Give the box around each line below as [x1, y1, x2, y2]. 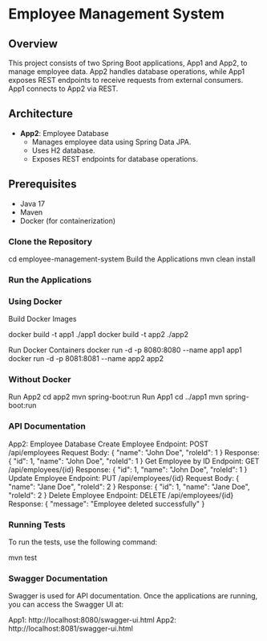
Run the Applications [8, 274, 92, 286]
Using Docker [8, 295, 63, 306]
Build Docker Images [8, 314, 77, 324]
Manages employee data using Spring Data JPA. [31, 137, 192, 146]
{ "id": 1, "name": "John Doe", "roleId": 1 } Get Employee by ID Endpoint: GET [8, 456, 260, 466]
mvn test [8, 553, 38, 563]
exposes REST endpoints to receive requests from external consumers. [8, 76, 244, 84]
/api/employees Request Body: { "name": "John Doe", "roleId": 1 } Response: [8, 447, 260, 457]
